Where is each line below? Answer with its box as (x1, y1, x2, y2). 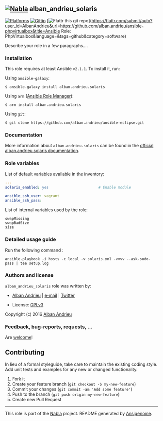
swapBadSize (5, 220, 29, 226)
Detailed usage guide (5, 236, 56, 243)
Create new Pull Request (12, 396, 62, 402)
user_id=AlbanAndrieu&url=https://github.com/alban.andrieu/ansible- (5, 23, 144, 29)
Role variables (5, 160, 40, 167)
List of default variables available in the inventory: (5, 171, 104, 177)
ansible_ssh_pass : (5, 198, 42, 203)
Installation (5, 54, 33, 61)
